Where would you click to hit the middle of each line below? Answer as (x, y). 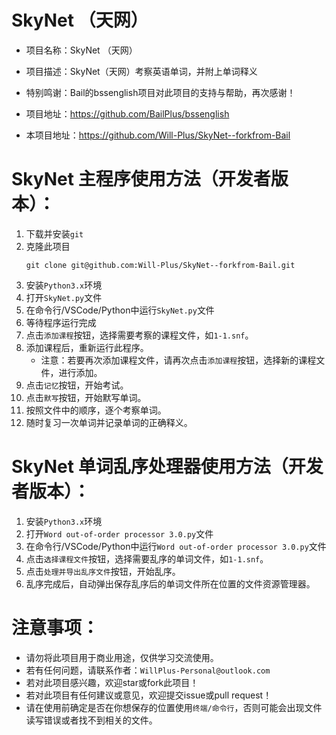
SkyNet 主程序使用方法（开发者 (141, 179)
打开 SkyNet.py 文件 (64, 297)
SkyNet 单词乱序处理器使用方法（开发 (167, 467)
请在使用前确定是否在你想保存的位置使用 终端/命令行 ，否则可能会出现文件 (174, 707)
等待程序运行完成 (61, 322)
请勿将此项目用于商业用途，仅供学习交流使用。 (122, 657)
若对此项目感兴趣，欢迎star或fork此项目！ (112, 682)
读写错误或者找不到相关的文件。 (91, 720)
